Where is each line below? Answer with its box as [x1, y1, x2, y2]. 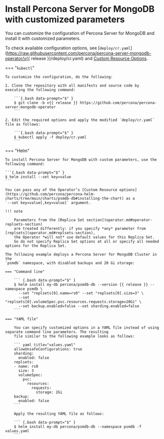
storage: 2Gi [36, 390, 63, 395]
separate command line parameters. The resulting [5, 329, 109, 334]
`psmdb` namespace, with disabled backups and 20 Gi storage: [5, 260, 135, 265]
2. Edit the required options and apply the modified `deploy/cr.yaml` [5, 117, 155, 123]
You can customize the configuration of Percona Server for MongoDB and [5, 30, 155, 36]
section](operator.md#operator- [86, 218, 153, 222]
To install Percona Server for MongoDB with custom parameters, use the [5, 157, 157, 162]
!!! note [5, 209, 23, 214]
